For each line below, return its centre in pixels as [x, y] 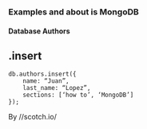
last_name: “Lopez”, [57, 88]
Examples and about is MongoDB [74, 12]
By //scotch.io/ [33, 117]
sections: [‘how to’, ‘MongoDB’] [78, 95]
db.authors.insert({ [43, 74]
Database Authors [39, 31]
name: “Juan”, [46, 81]
